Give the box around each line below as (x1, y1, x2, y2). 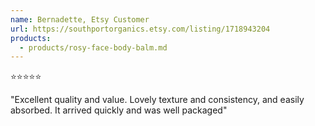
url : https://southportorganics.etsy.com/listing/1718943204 (10, 24, 271, 34)
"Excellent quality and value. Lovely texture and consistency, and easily (10, 94, 305, 106)
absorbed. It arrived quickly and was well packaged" (10, 104, 228, 116)
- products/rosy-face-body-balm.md (19, 42, 168, 53)
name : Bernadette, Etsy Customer (10, 14, 150, 25)
